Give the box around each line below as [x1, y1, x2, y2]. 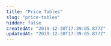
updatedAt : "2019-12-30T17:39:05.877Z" [6, 31, 106, 37]
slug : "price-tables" [6, 14, 61, 20]
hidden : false [6, 20, 42, 26]
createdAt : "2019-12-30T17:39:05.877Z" [6, 25, 106, 32]
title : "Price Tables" [6, 8, 63, 15]
